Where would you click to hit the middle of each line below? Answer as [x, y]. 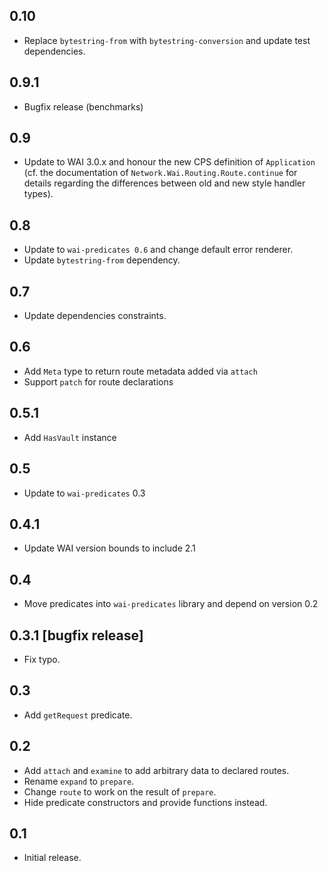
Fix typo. [42, 659]
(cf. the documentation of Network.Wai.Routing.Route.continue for [160, 173]
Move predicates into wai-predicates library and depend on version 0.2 [171, 604]
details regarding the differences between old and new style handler [164, 183]
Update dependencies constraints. [95, 316]
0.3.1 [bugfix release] [76, 635]
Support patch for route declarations [98, 381]
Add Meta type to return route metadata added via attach [140, 371]
